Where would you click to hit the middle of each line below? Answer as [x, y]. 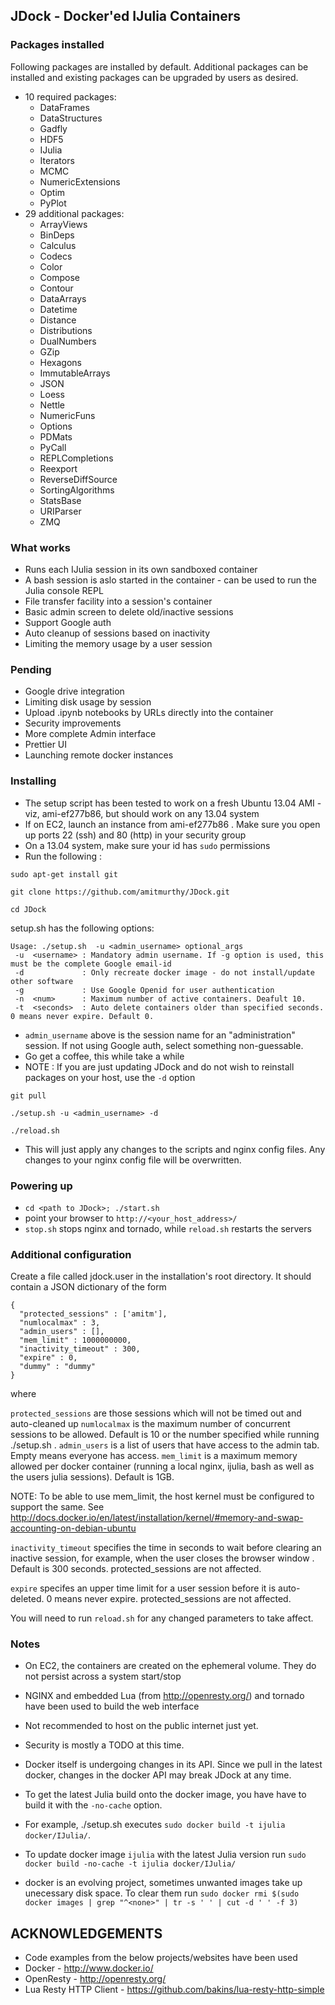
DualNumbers [68, 341]
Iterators [57, 160]
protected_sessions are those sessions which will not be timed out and [156, 1413]
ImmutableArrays [75, 373]
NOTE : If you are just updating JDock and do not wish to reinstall [159, 1066]
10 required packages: [70, 96]
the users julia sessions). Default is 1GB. [92, 1477]
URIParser [60, 511]
